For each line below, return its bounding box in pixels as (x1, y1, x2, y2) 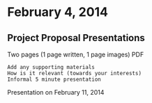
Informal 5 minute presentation (7, 76, 101, 83)
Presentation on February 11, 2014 (7, 88, 105, 96)
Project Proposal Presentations (7, 32, 145, 44)
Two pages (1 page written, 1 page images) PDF (7, 50, 144, 58)
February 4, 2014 (7, 4, 109, 20)
